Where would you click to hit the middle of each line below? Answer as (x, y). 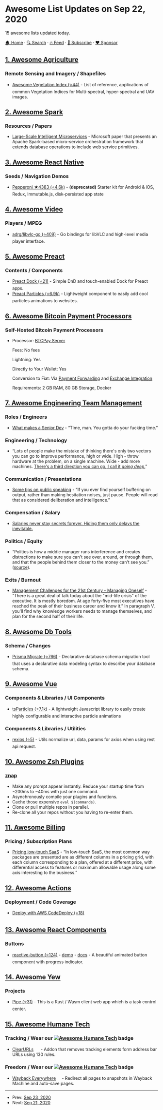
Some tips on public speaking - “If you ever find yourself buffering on (81, 490)
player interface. (28, 241)
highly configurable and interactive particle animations (66, 716)
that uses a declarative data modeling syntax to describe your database (84, 663)
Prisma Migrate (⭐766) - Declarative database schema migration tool (81, 656)
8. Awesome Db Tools (38, 632)
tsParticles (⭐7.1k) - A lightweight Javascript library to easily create (79, 709)
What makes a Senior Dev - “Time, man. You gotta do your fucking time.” (85, 428)
